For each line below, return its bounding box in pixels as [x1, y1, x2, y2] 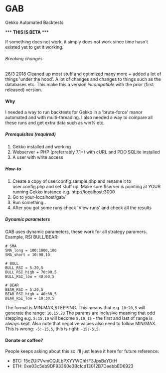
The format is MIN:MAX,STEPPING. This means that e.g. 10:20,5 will [5, 305, 146, 311]
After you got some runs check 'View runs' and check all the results [12, 205, 152, 211]
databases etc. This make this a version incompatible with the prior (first [5, 82, 154, 88]
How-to [5, 165, 21, 172]
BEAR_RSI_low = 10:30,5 [5, 296, 55, 301]
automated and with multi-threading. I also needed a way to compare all [5, 115, 153, 121]
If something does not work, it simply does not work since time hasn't [5, 38, 148, 45]
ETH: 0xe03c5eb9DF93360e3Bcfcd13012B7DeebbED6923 [12, 363, 134, 369]
